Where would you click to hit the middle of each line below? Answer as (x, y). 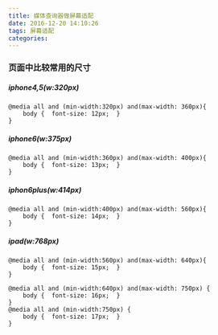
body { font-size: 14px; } (72, 217)
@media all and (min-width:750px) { (70, 310)
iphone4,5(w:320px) (44, 87)
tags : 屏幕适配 (31, 31)
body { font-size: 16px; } (72, 296)
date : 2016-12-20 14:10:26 (53, 23)
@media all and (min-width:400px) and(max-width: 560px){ (107, 210)
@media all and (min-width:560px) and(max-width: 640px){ (107, 261)
